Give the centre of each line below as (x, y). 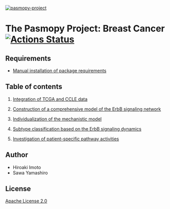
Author (17, 155)
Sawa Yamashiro (30, 173)
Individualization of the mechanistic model (57, 119)
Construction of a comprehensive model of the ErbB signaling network (87, 109)
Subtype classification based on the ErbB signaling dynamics (77, 129)
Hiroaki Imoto (27, 167)
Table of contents (34, 87)
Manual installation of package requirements (59, 71)
